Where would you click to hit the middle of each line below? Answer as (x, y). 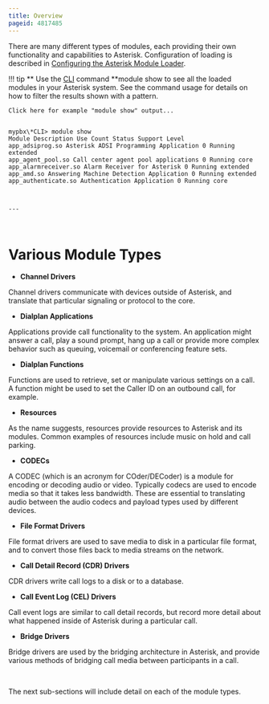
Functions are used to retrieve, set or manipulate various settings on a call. (132, 380)
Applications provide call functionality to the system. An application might (130, 332)
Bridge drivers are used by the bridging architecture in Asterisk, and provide (134, 652)
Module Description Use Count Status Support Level (96, 138)
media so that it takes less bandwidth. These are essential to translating (127, 494)
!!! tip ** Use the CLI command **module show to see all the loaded (120, 79)
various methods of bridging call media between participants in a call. (124, 661)
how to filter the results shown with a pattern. (84, 96)
